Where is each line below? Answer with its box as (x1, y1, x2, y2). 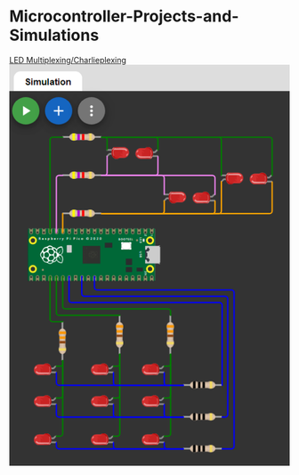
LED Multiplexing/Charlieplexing (9, 54, 127, 65)
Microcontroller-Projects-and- (9, 6, 239, 27)
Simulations (9, 25, 100, 45)
